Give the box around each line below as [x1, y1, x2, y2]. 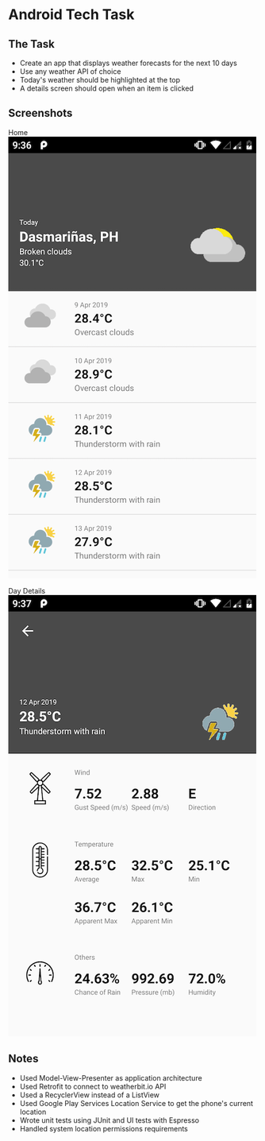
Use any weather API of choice [19, 67, 121, 76]
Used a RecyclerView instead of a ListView [19, 1090, 160, 1100]
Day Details [8, 586, 46, 595]
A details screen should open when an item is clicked [19, 83, 194, 93]
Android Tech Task [8, 6, 135, 24]
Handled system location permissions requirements [19, 1124, 188, 1133]
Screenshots [8, 106, 73, 120]
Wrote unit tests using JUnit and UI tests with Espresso [19, 1115, 200, 1125]
